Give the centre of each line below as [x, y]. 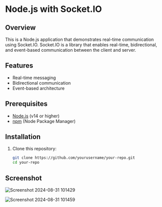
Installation [23, 137]
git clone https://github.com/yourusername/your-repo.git [74, 158]
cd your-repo [26, 163]
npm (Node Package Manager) [44, 121]
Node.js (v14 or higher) [36, 116]
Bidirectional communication [41, 83]
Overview [21, 28]
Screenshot [24, 178]
